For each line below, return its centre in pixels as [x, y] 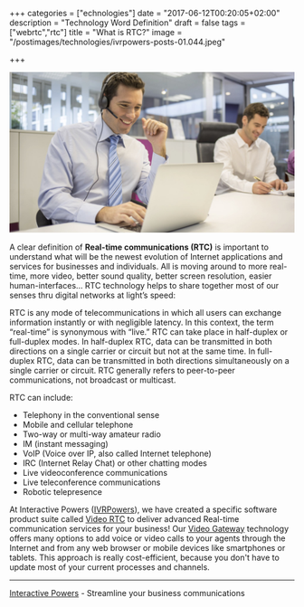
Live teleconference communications [91, 482]
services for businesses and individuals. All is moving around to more [139, 266]
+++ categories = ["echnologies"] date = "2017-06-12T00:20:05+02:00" [145, 13]
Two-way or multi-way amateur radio [91, 434]
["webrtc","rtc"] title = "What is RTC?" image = [96, 32]
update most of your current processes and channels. [109, 567]
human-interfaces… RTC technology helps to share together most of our [144, 285]
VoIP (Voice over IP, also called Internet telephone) [117, 453]
